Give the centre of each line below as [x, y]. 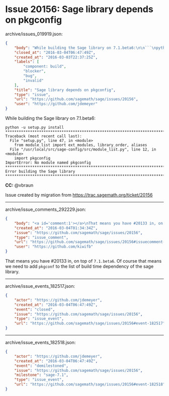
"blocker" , [35, 71]
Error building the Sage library [40, 172]
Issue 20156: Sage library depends [79, 9]
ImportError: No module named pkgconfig [48, 163]
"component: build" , [45, 66]
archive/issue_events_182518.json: [40, 343]
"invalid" [33, 81]
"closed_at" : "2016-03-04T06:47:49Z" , [55, 52]
